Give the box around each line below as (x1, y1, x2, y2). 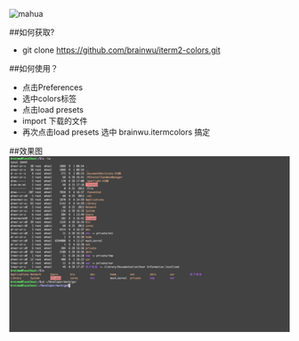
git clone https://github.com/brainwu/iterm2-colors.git (21, 45, 221, 55)
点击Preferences (21, 82, 83, 93)
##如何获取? (9, 27, 55, 37)
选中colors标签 (21, 94, 77, 104)
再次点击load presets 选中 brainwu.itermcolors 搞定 (21, 127, 211, 137)
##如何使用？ (9, 63, 59, 73)
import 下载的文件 (21, 116, 88, 126)
